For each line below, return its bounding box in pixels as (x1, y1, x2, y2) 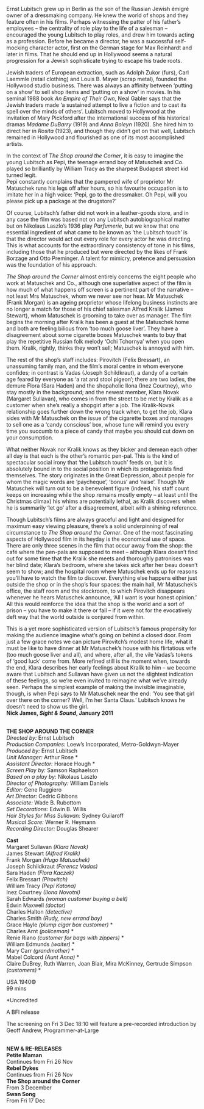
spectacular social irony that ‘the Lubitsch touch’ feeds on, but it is (6, 459, 173, 466)
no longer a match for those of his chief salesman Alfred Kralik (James (6, 305, 183, 312)
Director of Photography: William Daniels (6, 779, 108, 787)
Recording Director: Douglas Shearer (6, 825, 99, 832)
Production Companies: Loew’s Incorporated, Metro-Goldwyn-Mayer (6, 741, 180, 748)
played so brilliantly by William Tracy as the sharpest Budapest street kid (6, 165, 189, 172)
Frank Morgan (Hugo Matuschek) (6, 856, 90, 863)
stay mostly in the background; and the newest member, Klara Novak (6, 389, 180, 396)
